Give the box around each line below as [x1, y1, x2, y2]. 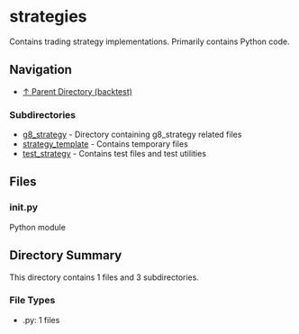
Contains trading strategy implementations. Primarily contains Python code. [9, 36, 290, 47]
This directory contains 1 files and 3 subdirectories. [9, 272, 200, 283]
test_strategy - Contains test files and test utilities [22, 149, 207, 159]
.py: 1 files [22, 314, 60, 325]
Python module [9, 221, 66, 232]
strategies [9, 6, 87, 27]
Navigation [9, 62, 72, 77]
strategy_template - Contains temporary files [22, 139, 189, 149]
